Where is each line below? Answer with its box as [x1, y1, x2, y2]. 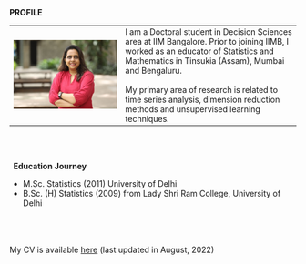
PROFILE [9, 7, 43, 17]
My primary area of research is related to [125, 84, 279, 95]
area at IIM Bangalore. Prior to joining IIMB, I [125, 36, 290, 46]
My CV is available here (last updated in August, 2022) [9, 244, 215, 256]
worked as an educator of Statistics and [125, 46, 275, 56]
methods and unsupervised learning [125, 103, 261, 115]
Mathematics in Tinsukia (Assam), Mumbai [125, 55, 285, 66]
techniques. [125, 113, 170, 124]
